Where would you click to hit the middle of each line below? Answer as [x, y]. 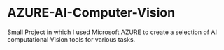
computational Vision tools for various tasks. [71, 39]
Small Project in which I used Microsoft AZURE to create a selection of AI [112, 32]
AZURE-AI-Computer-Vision [91, 13]
